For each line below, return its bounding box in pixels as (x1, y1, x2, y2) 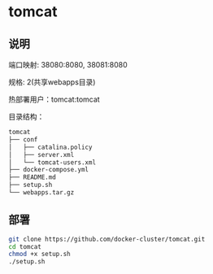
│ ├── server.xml (8, 150, 75, 159)
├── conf (8, 135, 38, 144)
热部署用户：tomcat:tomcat (8, 94, 100, 104)
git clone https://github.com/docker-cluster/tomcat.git (8, 235, 206, 243)
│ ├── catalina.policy (8, 143, 93, 151)
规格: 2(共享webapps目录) (8, 77, 96, 87)
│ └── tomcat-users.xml (8, 158, 96, 167)
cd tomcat (8, 242, 42, 250)
